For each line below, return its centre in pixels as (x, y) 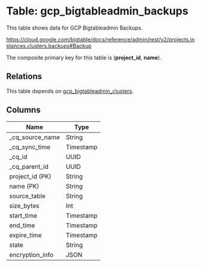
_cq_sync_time (30, 147)
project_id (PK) (30, 176)
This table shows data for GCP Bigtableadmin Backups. (74, 28)
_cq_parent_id (29, 166)
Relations (24, 77)
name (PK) (24, 186)
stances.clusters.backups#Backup (49, 46)
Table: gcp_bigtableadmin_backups (97, 11)
